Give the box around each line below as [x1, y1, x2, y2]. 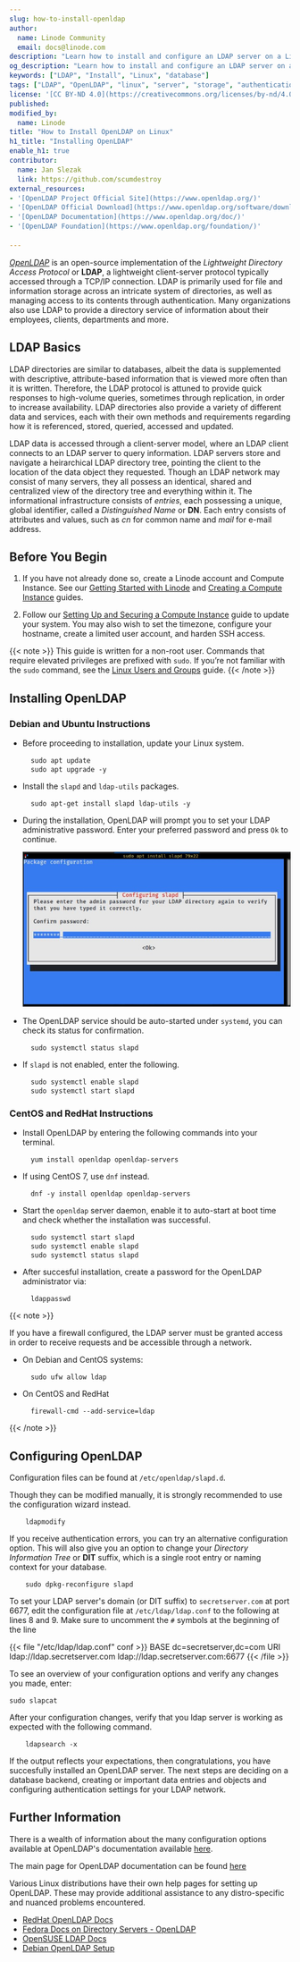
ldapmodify [25, 1518, 66, 1526]
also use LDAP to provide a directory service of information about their [9, 304, 270, 315]
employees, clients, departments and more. [9, 314, 170, 325]
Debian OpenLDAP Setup [21, 1942, 115, 1953]
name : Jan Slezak [17, 165, 82, 174]
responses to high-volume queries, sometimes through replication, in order [9, 392, 286, 402]
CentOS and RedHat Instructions [9, 1107, 154, 1120]
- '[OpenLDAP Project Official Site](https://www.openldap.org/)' [9, 193, 262, 203]
